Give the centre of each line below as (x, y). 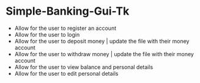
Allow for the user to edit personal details (66, 73)
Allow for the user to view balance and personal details (84, 67)
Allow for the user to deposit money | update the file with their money (102, 41)
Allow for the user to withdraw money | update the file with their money (104, 54)
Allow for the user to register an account (65, 28)
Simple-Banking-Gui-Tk (68, 11)
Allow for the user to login (47, 34)
